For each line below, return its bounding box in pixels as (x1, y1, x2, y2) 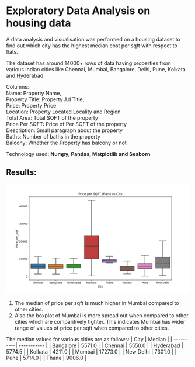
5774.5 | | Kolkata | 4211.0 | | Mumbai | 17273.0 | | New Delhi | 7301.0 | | (6, 348, 177, 355)
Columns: (6, 83, 29, 90)
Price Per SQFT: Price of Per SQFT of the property (6, 120, 127, 127)
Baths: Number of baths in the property (6, 133, 101, 140)
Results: (6, 168, 37, 178)
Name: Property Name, (6, 89, 61, 96)
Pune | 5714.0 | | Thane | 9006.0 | (6, 354, 87, 361)
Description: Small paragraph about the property (6, 127, 123, 134)
